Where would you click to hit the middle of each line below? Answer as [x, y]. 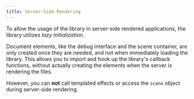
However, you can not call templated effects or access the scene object [93, 83]
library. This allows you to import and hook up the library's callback [88, 59]
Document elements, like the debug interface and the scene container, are [97, 46]
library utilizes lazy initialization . [45, 35]
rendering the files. [29, 71]
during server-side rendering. [42, 89]
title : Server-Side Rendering [44, 12]
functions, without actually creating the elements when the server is [89, 65]
